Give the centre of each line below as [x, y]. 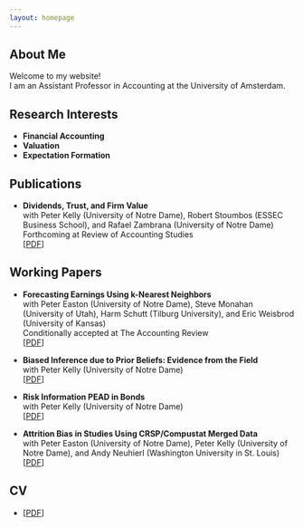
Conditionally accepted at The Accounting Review [115, 332]
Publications [46, 183]
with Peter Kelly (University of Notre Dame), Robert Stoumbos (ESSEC [152, 216]
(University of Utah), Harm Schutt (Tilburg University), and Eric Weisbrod [158, 313]
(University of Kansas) [64, 323]
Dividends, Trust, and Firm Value [85, 206]
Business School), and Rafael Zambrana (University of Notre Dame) [148, 225]
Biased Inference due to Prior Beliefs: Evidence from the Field [140, 359]
